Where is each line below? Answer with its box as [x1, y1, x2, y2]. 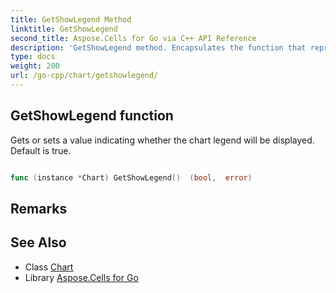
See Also [10, 234, 67, 251]
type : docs [10, 52, 56, 62]
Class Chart [24, 261, 74, 273]
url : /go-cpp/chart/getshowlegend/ [10, 71, 159, 81]
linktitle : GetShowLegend [10, 24, 118, 34]
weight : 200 [10, 61, 60, 71]
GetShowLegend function [10, 107, 174, 125]
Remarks [10, 200, 68, 217]
